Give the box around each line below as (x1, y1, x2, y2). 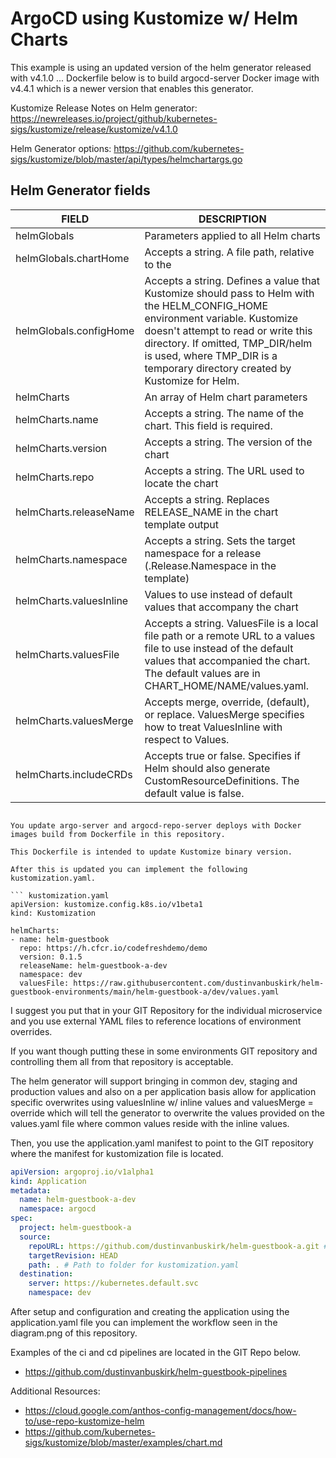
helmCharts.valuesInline (15, 593, 129, 607)
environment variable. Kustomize (144, 311, 299, 325)
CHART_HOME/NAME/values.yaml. (144, 678, 309, 692)
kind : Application (10, 1176, 87, 1186)
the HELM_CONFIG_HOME (144, 298, 269, 312)
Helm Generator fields (10, 182, 151, 199)
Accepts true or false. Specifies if (144, 748, 301, 762)
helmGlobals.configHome (15, 323, 135, 337)
